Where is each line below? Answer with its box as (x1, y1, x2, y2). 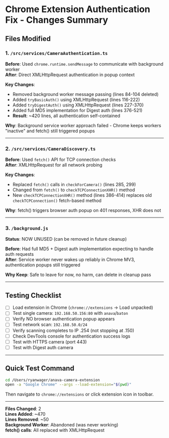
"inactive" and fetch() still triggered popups (5, 128, 95, 134)
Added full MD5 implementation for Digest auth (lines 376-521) (12, 107, 143, 113)
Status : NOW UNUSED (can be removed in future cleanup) (5, 236, 127, 242)
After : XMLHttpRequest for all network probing (5, 162, 103, 168)
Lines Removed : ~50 (5, 416, 49, 422)
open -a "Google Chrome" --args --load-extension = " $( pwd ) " (5, 382, 132, 387)
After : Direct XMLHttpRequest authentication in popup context (5, 72, 135, 78)
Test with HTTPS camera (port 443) (12, 339, 87, 345)
